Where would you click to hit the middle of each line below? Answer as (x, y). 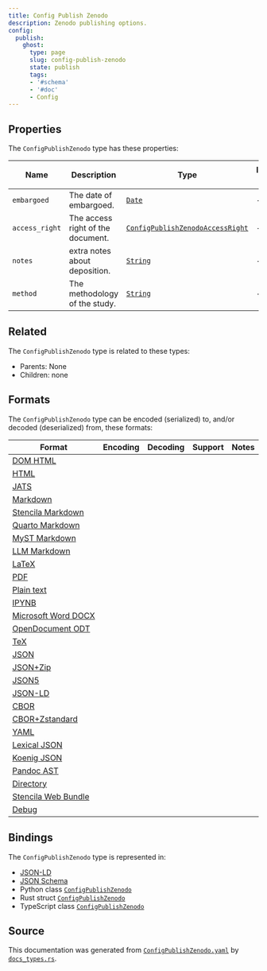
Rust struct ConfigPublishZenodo (72, 897)
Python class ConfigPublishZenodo (76, 889)
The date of (91, 196)
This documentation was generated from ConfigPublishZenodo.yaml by (124, 950)
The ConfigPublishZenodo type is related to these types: (99, 351)
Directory (30, 783)
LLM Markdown (41, 551)
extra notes (90, 251)
